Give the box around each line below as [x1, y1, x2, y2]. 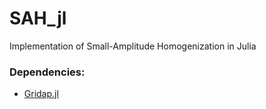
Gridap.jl [23, 88, 59, 100]
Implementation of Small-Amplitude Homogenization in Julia [9, 40, 257, 52]
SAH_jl [9, 7, 67, 30]
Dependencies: [9, 65, 86, 79]
